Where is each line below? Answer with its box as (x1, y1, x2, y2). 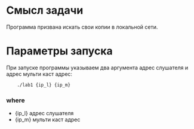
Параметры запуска (6, 44, 113, 58)
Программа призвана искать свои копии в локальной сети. (6, 23, 158, 30)
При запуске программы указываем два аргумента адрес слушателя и (6, 64, 189, 71)
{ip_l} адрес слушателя (14, 110, 74, 117)
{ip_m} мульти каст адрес (14, 116, 81, 123)
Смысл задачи (6, 4, 84, 17)
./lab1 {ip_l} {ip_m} (17, 82, 70, 88)
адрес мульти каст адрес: (6, 70, 73, 78)
